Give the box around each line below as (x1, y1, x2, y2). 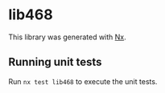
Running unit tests (8, 55, 102, 69)
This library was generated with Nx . (8, 32, 126, 42)
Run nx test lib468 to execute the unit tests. (8, 76, 158, 86)
